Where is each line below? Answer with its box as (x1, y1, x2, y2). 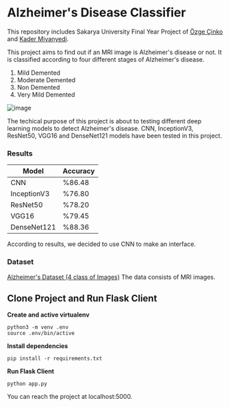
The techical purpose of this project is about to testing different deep (7, 116, 202, 125)
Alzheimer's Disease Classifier (7, 5, 186, 21)
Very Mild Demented (16, 90, 75, 99)
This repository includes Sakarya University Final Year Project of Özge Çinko (7, 27, 223, 36)
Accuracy (62, 166, 95, 176)
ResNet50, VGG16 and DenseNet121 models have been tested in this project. (7, 132, 222, 140)
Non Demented (16, 83, 60, 91)
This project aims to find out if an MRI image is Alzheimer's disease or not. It (7, 48, 222, 56)
